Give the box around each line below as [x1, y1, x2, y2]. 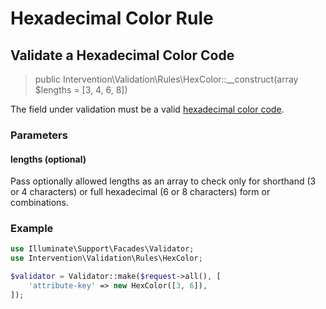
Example [10, 222, 54, 236]
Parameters [10, 128, 68, 142]
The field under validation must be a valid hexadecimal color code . [10, 103, 285, 115]
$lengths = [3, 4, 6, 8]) [34, 84, 128, 96]
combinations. [10, 197, 69, 209]
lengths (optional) [10, 153, 87, 165]
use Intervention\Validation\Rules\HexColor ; [10, 253, 203, 264]
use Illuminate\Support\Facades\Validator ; [10, 244, 195, 254]
